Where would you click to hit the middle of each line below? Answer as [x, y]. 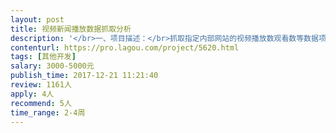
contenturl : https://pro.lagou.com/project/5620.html [125, 47]
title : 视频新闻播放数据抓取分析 [71, 29]
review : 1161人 [41, 85]
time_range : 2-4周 [48, 112]
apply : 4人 [32, 94]
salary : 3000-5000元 [52, 66]
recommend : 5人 [41, 103]
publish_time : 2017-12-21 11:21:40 [84, 76]
